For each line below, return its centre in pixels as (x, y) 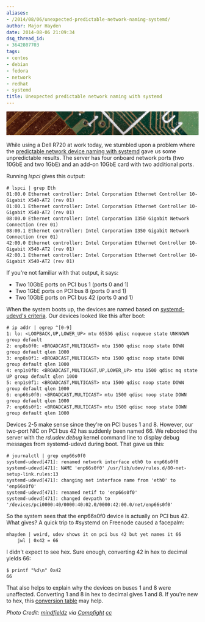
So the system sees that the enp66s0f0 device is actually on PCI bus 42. (98, 516)
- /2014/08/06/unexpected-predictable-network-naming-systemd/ (88, 19)
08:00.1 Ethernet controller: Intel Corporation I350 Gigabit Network (98, 231)
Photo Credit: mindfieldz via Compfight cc (59, 612)
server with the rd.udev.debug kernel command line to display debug (93, 437)
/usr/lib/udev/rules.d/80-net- (147, 468)
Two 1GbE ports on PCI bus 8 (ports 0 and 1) (71, 291)
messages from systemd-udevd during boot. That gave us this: (85, 444)
